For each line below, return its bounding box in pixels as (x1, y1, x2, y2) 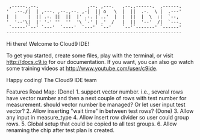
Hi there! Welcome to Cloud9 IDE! (6, 40, 89, 47)
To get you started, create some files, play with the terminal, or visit (6, 52, 173, 59)
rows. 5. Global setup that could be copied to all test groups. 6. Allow (6, 120, 177, 127)
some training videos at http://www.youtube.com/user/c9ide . (6, 65, 158, 72)
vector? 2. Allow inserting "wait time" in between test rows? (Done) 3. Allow (6, 107, 194, 115)
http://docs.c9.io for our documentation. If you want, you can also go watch (6, 59, 194, 65)
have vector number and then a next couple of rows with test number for (6, 95, 187, 101)
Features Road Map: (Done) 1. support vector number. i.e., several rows (6, 88, 183, 95)
